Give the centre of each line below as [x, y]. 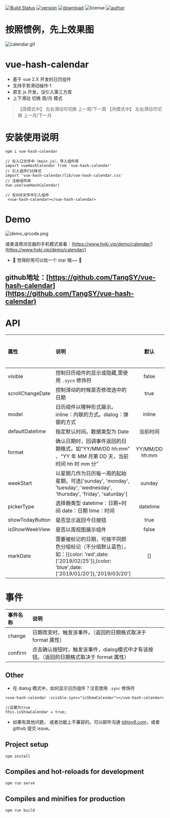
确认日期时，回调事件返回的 [89, 441]
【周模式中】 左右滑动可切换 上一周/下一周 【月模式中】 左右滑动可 [88, 109]
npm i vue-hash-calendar [31, 151]
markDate [19, 556]
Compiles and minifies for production [65, 799]
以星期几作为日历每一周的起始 [91, 473]
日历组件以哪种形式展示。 [86, 407]
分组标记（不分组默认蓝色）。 [95, 547]
